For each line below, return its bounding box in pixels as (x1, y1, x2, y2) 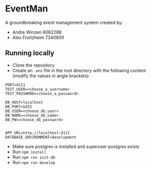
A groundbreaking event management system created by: (5, 19, 123, 25)
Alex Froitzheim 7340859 (12, 34, 65, 40)
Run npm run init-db (12, 154, 56, 160)
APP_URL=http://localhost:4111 (5, 130, 70, 135)
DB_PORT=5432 (5, 104, 32, 109)
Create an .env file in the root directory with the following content (12, 67, 147, 73)
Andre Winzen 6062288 (12, 29, 62, 35)
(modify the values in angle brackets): (12, 73, 90, 79)
